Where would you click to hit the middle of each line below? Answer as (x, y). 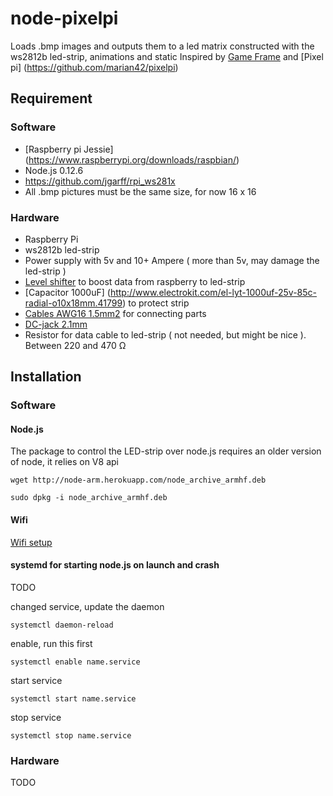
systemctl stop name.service (71, 735)
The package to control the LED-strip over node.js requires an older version (166, 451)
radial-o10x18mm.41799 (73, 303)
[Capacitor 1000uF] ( (67, 292)
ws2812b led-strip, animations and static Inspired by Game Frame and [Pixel (167, 56)
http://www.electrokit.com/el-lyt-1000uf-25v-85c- (213, 292)
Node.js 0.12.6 (54, 170)
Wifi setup (31, 542)
